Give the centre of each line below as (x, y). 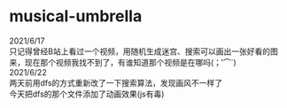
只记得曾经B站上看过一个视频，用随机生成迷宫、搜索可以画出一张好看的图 (144, 51)
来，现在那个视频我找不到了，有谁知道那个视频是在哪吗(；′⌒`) (123, 62)
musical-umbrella (76, 16)
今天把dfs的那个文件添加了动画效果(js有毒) (87, 94)
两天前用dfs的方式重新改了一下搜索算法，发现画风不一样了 (116, 82)
